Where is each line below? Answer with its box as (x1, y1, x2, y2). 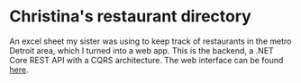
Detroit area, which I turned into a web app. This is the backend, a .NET (9, 45, 275, 55)
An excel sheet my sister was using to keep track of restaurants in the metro (9, 36, 292, 46)
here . (9, 64, 29, 75)
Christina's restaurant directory (9, 6, 252, 27)
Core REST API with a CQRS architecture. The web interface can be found (9, 54, 284, 65)
